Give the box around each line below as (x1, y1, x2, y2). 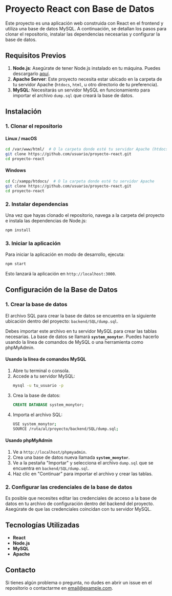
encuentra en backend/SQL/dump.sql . (12, 465, 90, 471)
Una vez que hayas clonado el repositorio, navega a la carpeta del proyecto (5, 212, 165, 218)
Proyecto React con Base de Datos (5, 3, 155, 15)
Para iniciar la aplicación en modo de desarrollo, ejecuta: (5, 251, 125, 257)
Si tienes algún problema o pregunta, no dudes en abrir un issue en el (5, 579, 152, 586)
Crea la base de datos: (12, 392, 60, 398)
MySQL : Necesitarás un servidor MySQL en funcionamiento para (12, 87, 150, 93)
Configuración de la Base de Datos (5, 286, 118, 294)
